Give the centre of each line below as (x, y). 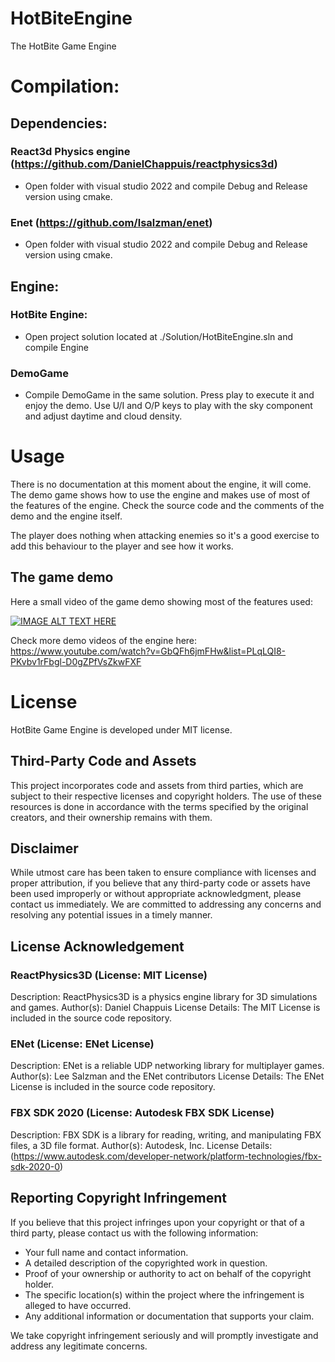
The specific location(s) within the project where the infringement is (164, 1294)
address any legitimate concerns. (79, 1346)
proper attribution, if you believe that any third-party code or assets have (160, 883)
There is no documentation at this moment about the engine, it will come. (161, 484)
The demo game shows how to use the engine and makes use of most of (160, 495)
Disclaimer (44, 848)
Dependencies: (59, 123)
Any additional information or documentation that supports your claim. (169, 1316)
